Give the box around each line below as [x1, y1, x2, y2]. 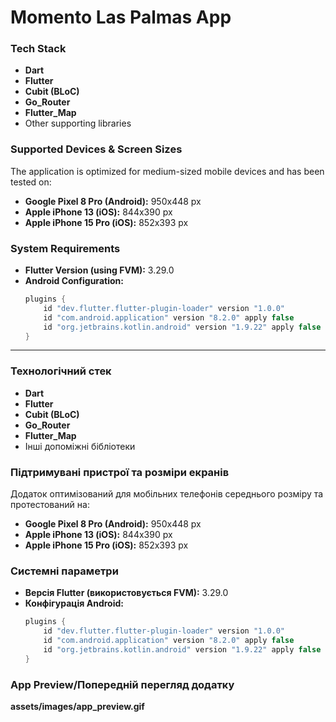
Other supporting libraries [24, 117, 132, 130]
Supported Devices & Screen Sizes [10, 142, 183, 156]
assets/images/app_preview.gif [10, 701, 145, 713]
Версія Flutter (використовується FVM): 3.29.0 [24, 587, 229, 599]
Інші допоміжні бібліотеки [24, 440, 136, 452]
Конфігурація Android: [24, 597, 124, 610]
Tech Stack [10, 42, 67, 56]
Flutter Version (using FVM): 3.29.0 [24, 264, 175, 276]
